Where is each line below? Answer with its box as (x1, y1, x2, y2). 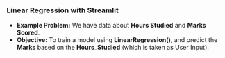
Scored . (16, 28, 40, 37)
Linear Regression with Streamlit (6, 6, 119, 15)
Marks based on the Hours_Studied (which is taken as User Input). (16, 43, 210, 52)
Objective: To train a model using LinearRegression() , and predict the (16, 36, 218, 44)
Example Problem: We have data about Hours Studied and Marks (16, 21, 206, 30)
